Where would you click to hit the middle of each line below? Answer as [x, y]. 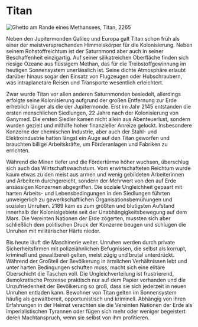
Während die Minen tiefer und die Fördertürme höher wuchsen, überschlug [98, 162]
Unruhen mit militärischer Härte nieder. [53, 231]
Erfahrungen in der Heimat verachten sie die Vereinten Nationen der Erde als [99, 305]
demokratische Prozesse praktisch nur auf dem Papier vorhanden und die [96, 280]
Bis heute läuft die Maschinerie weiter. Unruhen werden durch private [91, 242]
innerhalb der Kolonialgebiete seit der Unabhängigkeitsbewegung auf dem [97, 212]
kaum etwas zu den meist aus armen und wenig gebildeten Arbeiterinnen [95, 174]
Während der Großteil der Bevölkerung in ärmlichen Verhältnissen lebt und [97, 261]
